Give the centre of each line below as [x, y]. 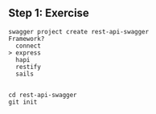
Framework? [27, 39]
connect [29, 46]
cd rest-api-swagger [43, 95]
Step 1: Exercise [49, 13]
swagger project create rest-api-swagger [79, 31]
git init [23, 102]
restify [29, 67]
